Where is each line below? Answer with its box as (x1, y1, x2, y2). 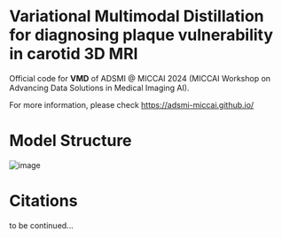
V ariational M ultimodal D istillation (9, 6, 264, 27)
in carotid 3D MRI (9, 44, 138, 64)
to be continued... (9, 219, 74, 231)
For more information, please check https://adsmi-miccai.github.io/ (9, 99, 255, 110)
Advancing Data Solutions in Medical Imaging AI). (9, 82, 190, 93)
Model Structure (9, 131, 132, 151)
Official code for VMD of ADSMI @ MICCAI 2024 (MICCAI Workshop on (9, 73, 271, 83)
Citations (9, 191, 78, 211)
